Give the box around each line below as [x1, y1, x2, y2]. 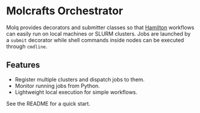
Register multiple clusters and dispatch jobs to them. [14, 76, 145, 83]
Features [6, 60, 40, 70]
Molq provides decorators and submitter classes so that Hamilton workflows [6, 24, 195, 31]
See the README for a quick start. [6, 100, 91, 107]
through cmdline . [6, 43, 48, 50]
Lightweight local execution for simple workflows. [14, 88, 138, 96]
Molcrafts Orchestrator [6, 4, 123, 18]
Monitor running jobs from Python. [14, 82, 100, 89]
